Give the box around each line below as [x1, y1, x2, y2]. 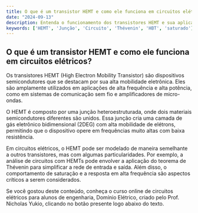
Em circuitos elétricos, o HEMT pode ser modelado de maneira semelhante [6, 145, 188, 152]
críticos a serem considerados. [6, 176, 81, 183]
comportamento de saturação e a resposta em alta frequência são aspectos [6, 170, 190, 177]
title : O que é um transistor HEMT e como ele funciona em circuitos [6, 8, 181, 15]
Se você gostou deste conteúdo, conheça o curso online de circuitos [6, 188, 174, 195]
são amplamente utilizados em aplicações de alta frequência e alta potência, [6, 84, 192, 91]
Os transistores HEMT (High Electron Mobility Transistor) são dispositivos [6, 72, 184, 79]
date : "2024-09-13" [6, 14, 54, 20]
